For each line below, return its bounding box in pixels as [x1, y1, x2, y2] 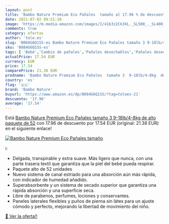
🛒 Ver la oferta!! [5, 213, 38, 219]
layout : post [5, 7, 33, 13]
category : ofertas [5, 31, 44, 36]
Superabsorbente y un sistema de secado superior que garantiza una [12, 182, 157, 188]
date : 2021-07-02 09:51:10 [5, 17, 62, 22]
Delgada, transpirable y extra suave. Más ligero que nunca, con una [12, 156, 153, 162]
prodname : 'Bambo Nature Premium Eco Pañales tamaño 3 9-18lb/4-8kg [5, 73, 156, 78]
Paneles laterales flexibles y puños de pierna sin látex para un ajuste [12, 198, 154, 204]
